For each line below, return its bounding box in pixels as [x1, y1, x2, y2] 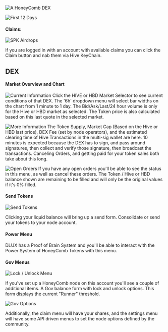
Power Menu [5, 231, 33, 237]
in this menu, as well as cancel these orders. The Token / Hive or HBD [5, 171, 150, 177]
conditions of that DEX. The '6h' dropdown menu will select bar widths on [5, 97, 159, 103]
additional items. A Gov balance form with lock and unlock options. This [5, 286, 154, 292]
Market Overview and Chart [5, 81, 65, 87]
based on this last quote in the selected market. [5, 114, 104, 120]
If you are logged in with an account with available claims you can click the [5, 47, 161, 53]
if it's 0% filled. [5, 182, 37, 188]
